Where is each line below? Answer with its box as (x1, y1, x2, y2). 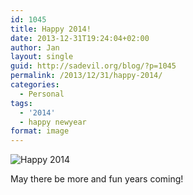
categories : (10, 80, 60, 90)
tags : (10, 98, 33, 108)
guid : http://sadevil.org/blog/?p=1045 (10, 61, 177, 71)
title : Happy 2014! (10, 24, 92, 34)
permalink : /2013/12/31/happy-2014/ (10, 71, 163, 81)
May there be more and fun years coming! (10, 173, 184, 185)
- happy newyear (19, 117, 87, 127)
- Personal (19, 89, 65, 99)
